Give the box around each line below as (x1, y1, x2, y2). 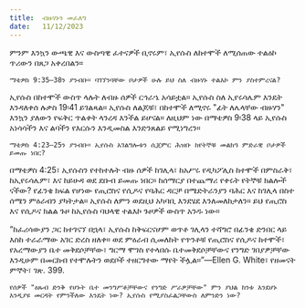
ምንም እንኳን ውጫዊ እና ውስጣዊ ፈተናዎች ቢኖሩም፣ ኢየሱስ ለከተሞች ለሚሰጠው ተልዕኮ (9, 46, 277, 57)
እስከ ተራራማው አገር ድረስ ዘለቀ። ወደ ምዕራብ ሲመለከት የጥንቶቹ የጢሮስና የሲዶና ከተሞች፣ (9, 233, 285, 244)
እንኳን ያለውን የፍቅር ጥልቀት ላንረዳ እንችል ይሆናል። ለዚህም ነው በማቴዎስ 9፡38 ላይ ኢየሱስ (9, 111, 288, 123)
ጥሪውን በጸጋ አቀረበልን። (9, 56, 84, 68)
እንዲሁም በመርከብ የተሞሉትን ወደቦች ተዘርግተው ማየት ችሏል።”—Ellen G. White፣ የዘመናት (9, 254, 296, 265)
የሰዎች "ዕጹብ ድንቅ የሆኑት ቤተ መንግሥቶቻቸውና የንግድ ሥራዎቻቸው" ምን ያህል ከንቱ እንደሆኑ (9, 282, 278, 292)
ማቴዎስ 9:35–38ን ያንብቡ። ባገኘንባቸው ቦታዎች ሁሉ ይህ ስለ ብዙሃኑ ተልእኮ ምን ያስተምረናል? (9, 75, 281, 85)
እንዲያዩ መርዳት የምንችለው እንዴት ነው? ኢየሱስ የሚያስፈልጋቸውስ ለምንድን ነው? (9, 291, 241, 300)
